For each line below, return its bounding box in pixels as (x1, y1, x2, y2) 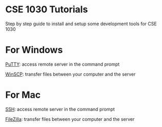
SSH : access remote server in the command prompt (5, 106, 115, 112)
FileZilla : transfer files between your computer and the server (5, 116, 135, 122)
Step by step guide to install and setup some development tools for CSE (5, 21, 157, 27)
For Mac (5, 89, 41, 101)
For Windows (5, 44, 63, 56)
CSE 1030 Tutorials (5, 4, 88, 15)
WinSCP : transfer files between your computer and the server (5, 71, 136, 77)
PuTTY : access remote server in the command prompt (5, 61, 120, 67)
